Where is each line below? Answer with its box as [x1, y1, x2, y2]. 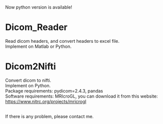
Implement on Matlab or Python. [5, 43, 72, 49]
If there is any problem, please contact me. [5, 113, 94, 119]
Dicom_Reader [5, 22, 68, 33]
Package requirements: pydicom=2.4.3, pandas [5, 88, 103, 94]
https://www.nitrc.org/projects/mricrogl [5, 98, 87, 104]
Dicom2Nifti [5, 61, 56, 72]
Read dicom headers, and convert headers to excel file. [5, 38, 120, 44]
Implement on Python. [5, 82, 51, 89]
